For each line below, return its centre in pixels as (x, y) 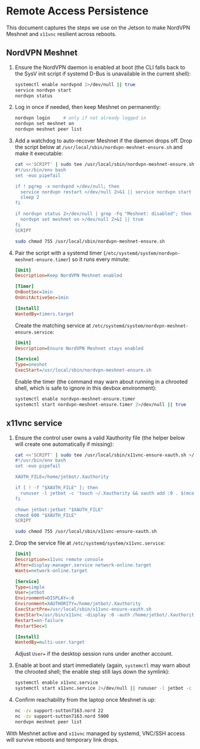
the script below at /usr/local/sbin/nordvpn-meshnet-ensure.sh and (99, 147)
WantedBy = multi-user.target (50, 642)
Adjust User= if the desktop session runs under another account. (94, 654)
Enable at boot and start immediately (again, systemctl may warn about (102, 665)
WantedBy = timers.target (44, 314)
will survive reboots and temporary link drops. (63, 739)
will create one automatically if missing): (64, 444)
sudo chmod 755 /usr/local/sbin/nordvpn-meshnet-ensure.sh (90, 241)
